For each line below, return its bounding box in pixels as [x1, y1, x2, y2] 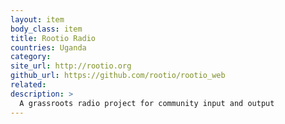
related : [10, 80, 47, 90]
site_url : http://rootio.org [10, 61, 132, 71]
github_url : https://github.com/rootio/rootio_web [10, 71, 226, 81]
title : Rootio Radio [10, 33, 97, 43]
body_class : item [10, 24, 83, 34]
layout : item [10, 14, 65, 25]
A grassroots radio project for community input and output [19, 98, 275, 108]
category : [10, 52, 52, 62]
